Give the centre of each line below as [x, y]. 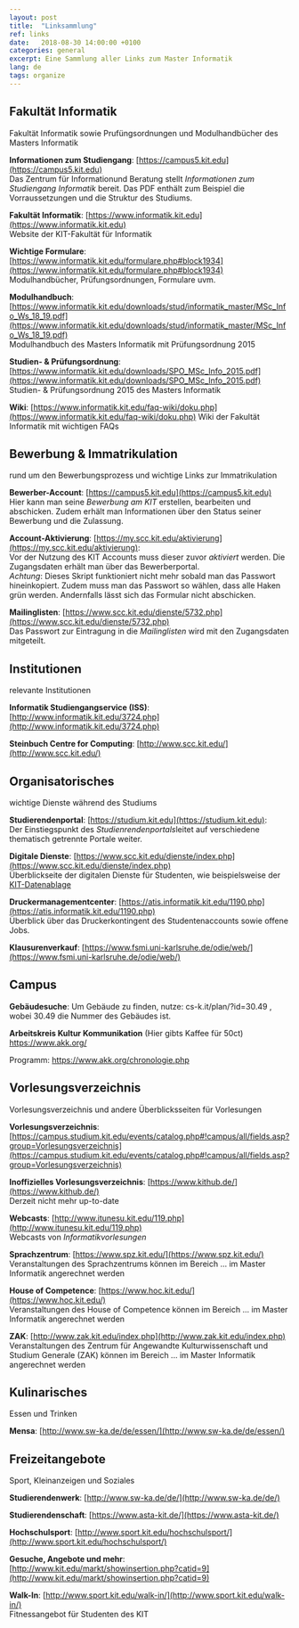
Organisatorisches [62, 781]
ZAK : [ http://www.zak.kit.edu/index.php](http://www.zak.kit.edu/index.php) [148, 1336]
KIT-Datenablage [40, 884]
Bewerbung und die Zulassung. [66, 521]
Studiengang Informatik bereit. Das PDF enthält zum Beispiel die [127, 188]
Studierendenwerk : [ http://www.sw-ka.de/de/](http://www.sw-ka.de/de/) [145, 1498]
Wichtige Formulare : [48, 251]
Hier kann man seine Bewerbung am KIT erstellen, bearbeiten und [130, 502]
